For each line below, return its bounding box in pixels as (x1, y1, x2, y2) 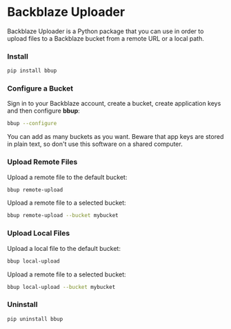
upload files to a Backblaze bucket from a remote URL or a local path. (7, 34, 205, 42)
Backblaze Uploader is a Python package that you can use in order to (7, 27, 204, 35)
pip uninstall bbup (7, 315, 63, 322)
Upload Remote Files (7, 157, 78, 167)
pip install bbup (7, 67, 57, 75)
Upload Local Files (7, 229, 70, 238)
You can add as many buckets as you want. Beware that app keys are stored (7, 133, 224, 141)
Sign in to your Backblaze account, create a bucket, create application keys (7, 100, 221, 108)
